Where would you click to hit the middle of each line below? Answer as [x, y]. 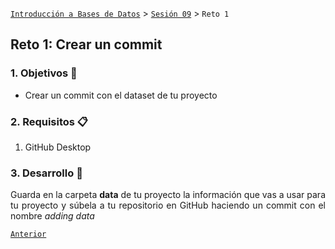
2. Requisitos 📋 [49, 121]
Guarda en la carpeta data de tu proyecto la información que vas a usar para [168, 195]
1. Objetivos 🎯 [44, 73]
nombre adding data [52, 216]
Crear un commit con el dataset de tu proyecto [121, 95]
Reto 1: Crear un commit [86, 44]
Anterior [28, 234]
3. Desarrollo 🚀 [46, 173]
